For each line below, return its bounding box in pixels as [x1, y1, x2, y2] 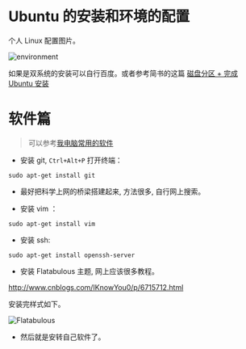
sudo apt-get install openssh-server [8, 251, 136, 259]
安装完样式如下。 [8, 299, 65, 309]
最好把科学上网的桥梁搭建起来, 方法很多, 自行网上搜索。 [19, 187, 206, 196]
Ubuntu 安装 [8, 78, 50, 88]
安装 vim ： [19, 204, 58, 213]
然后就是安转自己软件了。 [19, 332, 106, 342]
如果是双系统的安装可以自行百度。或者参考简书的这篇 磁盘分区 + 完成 [8, 68, 239, 78]
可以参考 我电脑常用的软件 [27, 138, 114, 148]
